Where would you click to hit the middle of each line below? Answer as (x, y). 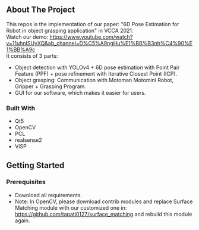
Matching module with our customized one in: (71, 207)
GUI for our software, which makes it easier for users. (80, 92)
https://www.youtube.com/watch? (91, 37)
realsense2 (29, 140)
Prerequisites (26, 182)
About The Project (41, 10)
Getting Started (35, 165)
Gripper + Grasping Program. (50, 86)
